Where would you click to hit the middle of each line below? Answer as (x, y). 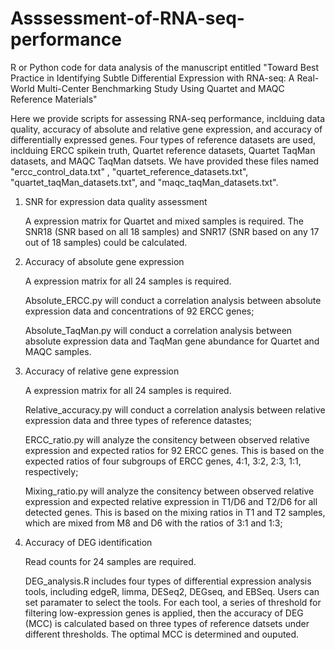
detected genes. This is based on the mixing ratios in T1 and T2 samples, (175, 512)
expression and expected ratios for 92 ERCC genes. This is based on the (174, 450)
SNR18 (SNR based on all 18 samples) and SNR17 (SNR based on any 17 (172, 231)
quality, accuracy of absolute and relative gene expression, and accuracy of (166, 129)
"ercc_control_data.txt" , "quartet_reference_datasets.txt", (129, 171)
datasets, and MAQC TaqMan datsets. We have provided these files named (165, 161)
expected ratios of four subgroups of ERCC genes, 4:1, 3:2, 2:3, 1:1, (163, 461)
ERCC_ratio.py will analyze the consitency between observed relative (167, 439)
